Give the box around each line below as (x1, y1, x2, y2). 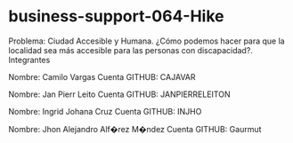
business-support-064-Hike (8, 6, 224, 27)
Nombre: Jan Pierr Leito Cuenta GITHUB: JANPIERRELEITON (8, 89, 231, 99)
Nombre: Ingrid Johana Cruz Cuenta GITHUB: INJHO (8, 106, 202, 116)
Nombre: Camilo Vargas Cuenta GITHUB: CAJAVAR (8, 71, 197, 82)
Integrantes (8, 54, 51, 65)
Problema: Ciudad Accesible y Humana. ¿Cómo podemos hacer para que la (8, 36, 286, 46)
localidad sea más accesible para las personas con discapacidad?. (8, 44, 253, 55)
